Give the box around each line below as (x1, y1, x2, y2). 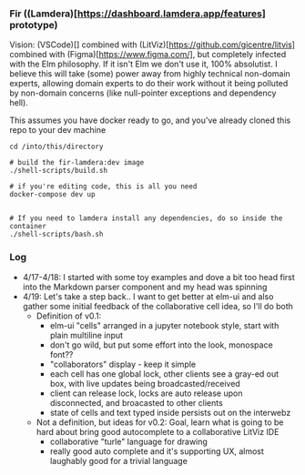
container (9, 222, 47, 231)
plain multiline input (49, 329, 124, 340)
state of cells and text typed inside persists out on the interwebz (49, 407, 291, 418)
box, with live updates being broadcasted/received (49, 378, 241, 389)
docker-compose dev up (9, 190, 96, 199)
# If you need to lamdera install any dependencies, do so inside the (9, 214, 283, 223)
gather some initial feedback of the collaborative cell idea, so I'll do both (22, 300, 294, 311)
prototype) (9, 18, 58, 31)
